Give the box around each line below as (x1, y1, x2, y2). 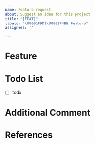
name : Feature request (5, 7, 51, 12)
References (5, 129, 53, 140)
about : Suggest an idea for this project (5, 12, 91, 17)
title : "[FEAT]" (5, 16, 38, 21)
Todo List (5, 73, 43, 84)
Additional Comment (5, 107, 91, 118)
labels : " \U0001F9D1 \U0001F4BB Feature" (5, 21, 89, 26)
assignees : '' (5, 25, 34, 30)
